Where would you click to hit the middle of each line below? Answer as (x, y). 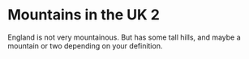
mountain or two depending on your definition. (85, 45)
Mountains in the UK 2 (84, 15)
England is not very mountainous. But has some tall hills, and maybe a (124, 37)
